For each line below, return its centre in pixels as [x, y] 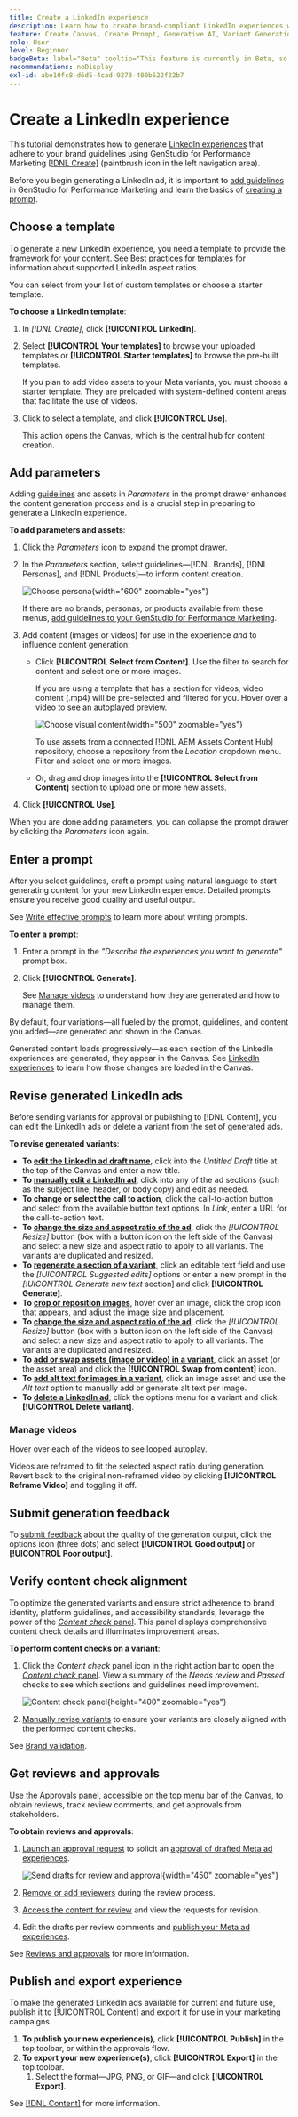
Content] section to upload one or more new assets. [131, 787]
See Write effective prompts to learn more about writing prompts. [129, 917]
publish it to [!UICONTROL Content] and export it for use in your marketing [145, 2012]
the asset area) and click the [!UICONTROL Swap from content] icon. [149, 1368]
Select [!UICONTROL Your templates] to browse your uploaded [138, 346]
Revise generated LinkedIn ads [96, 1095]
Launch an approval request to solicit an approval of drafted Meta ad [147, 1848]
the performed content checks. [79, 1728]
